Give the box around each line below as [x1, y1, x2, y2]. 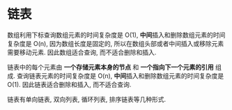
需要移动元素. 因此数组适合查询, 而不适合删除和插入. [7, 48, 157, 56]
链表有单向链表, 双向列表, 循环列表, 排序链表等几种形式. [7, 95, 166, 103]
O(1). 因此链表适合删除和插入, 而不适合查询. [7, 80, 132, 88]
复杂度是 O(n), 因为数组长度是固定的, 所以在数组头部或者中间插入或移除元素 [7, 39, 224, 47]
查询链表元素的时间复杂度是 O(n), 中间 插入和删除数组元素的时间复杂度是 [16, 71, 224, 80]
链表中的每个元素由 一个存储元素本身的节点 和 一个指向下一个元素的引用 [7, 63, 214, 71]
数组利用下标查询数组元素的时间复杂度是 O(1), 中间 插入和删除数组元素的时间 [7, 31, 226, 39]
